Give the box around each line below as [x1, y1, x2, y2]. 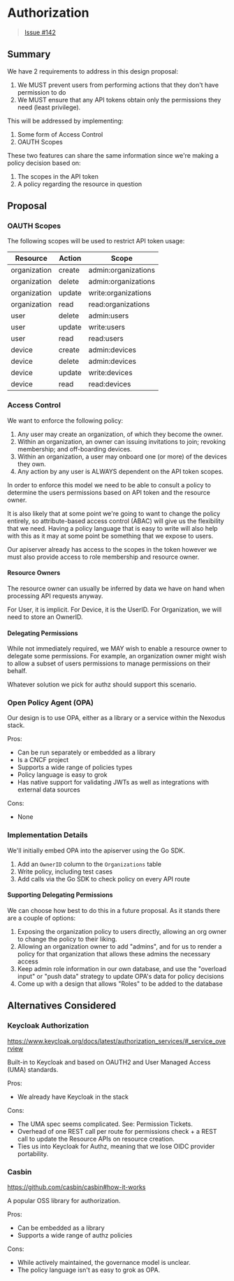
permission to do [17, 88, 66, 96]
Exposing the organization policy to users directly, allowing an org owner [17, 927, 227, 935]
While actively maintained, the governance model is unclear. [17, 1258, 191, 1266]
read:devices [88, 379, 131, 389]
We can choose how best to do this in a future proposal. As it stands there [7, 906, 221, 914]
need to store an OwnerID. [7, 612, 83, 621]
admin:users [88, 311, 129, 320]
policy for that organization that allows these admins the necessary [17, 949, 211, 958]
